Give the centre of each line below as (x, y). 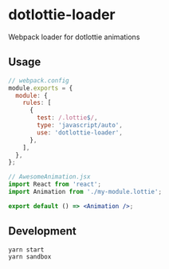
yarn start (26, 250)
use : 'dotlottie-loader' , (80, 132)
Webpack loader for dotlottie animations (74, 37)
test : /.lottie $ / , (67, 118)
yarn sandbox (30, 257)
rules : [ (37, 103)
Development (43, 231)
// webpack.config (39, 80)
